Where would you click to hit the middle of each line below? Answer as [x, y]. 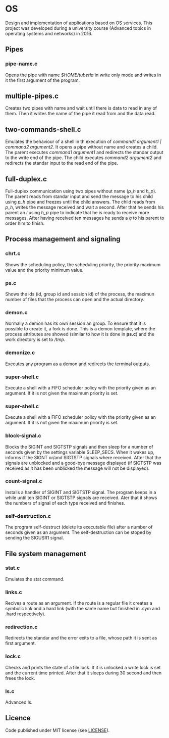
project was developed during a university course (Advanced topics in [78, 28]
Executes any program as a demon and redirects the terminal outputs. [78, 364]
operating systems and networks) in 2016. [49, 33]
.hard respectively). [25, 614]
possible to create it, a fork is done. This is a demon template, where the [80, 329]
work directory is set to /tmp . [35, 339]
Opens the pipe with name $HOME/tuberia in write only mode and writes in [83, 75]
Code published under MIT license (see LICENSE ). [58, 730]
